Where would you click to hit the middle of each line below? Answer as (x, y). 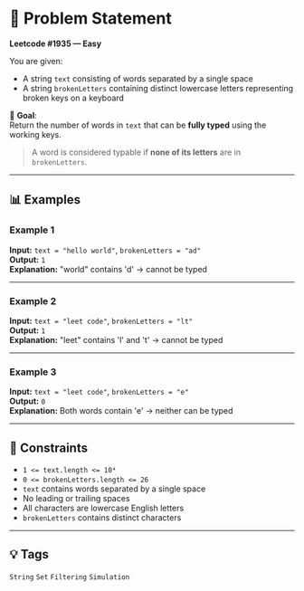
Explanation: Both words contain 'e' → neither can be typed (121, 411)
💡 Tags (29, 554)
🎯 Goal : (24, 115)
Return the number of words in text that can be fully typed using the (138, 125)
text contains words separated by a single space (114, 489)
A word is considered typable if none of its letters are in (136, 152)
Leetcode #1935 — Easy (56, 43)
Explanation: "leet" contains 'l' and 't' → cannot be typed (116, 339)
